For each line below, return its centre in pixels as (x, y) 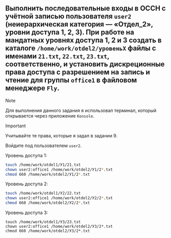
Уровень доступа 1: (26, 155)
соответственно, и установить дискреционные (85, 64)
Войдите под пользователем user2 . (44, 146)
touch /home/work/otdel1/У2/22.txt (43, 194)
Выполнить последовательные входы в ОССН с (86, 8)
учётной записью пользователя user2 (68, 17)
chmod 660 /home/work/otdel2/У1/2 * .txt (48, 174)
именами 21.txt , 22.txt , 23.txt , (57, 56)
